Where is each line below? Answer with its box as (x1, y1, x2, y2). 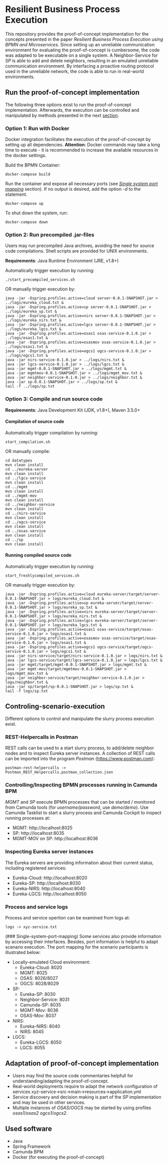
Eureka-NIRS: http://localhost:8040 (12, 885, 86, 891)
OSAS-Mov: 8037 (20, 1013, 57, 1019)
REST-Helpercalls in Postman (5, 733, 78, 740)
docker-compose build (5, 172, 51, 177)
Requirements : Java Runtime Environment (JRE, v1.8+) (5, 258, 119, 264)
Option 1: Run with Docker (5, 125, 70, 132)
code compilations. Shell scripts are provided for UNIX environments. (5, 248, 148, 254)
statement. (5, 191, 28, 197)
